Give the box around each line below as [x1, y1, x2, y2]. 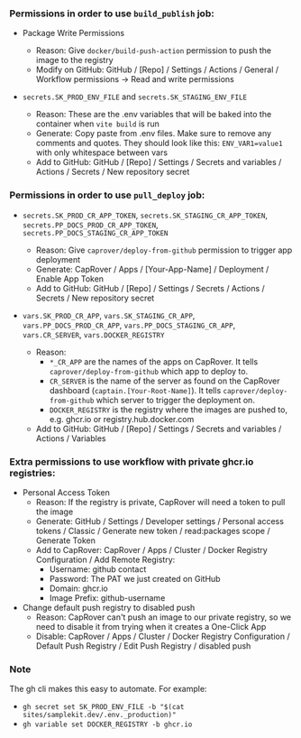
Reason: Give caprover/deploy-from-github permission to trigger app [35, 244, 293, 255]
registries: [9, 466, 56, 479]
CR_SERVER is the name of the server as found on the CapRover [49, 375, 281, 386]
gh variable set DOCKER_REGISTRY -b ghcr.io [22, 720, 193, 729]
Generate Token [35, 535, 96, 546]
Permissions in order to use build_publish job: [9, 7, 214, 20]
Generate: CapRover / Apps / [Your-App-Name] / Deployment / [35, 263, 269, 274]
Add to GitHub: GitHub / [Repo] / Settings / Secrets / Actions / [35, 282, 266, 293]
